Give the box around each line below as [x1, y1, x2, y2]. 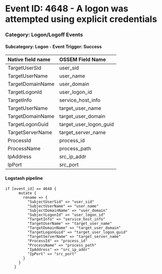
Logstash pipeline [5, 175, 43, 181]
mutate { [18, 191, 37, 196]
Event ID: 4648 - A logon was [5, 3, 128, 14]
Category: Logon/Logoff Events [5, 31, 83, 38]
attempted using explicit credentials [5, 13, 158, 25]
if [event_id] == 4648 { [5, 186, 57, 191]
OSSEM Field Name [59, 56, 106, 63]
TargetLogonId [7, 89, 42, 96]
